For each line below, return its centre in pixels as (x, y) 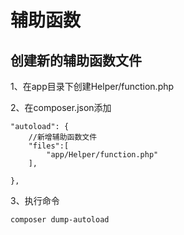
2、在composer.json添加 (61, 107)
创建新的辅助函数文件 (76, 60)
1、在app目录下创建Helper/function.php (92, 86)
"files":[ (49, 146)
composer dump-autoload (60, 220)
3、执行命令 (35, 200)
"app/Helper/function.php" (102, 155)
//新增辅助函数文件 (63, 137)
